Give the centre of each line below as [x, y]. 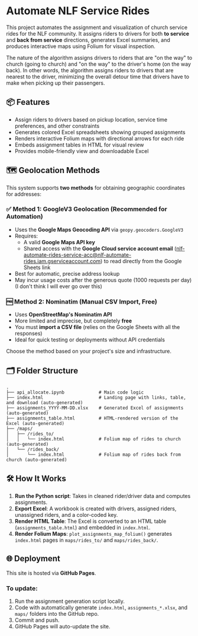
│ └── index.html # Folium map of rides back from [94, 455]
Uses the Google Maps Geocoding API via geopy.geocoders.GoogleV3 [99, 229]
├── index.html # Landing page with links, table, [96, 397]
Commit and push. [37, 620]
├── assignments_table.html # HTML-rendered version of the [92, 418]
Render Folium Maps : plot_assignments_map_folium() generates [93, 533]
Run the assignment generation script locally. [70, 601]
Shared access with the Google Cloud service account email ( [100, 248]
